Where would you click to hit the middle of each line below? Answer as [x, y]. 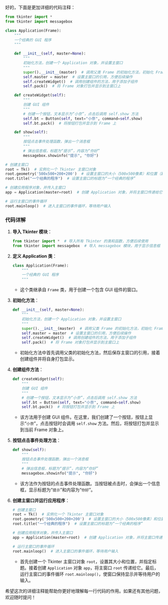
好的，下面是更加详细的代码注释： [40, 7]
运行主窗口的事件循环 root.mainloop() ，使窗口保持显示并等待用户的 [90, 574]
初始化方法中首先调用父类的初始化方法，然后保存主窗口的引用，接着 [90, 353]
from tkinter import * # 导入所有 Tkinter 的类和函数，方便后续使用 [80, 241]
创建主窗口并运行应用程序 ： [41, 500]
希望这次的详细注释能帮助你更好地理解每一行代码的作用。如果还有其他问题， [84, 591]
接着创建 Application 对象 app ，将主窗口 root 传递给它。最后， [94, 567]
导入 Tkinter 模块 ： [32, 232]
